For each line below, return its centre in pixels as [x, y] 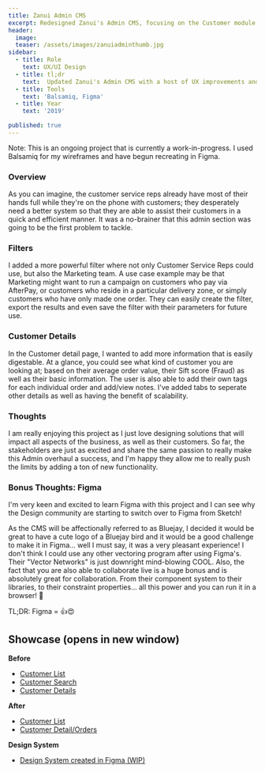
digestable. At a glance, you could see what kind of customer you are [121, 362]
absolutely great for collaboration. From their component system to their [125, 579]
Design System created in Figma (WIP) [82, 760]
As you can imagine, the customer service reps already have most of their [128, 194]
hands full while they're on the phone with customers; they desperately [124, 203]
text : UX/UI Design [54, 67]
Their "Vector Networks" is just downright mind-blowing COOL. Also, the [126, 562]
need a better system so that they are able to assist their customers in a [125, 211]
